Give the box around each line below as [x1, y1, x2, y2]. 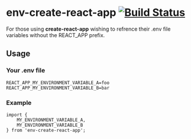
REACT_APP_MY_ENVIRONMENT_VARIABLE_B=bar [6, 85, 110, 91]
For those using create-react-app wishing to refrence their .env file [6, 25, 171, 32]
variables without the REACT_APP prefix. [6, 31, 105, 38]
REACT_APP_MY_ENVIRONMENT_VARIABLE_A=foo [6, 80, 110, 85]
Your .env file [6, 67, 46, 75]
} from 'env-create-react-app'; [6, 127, 86, 133]
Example [6, 98, 32, 107]
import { [6, 112, 28, 118]
